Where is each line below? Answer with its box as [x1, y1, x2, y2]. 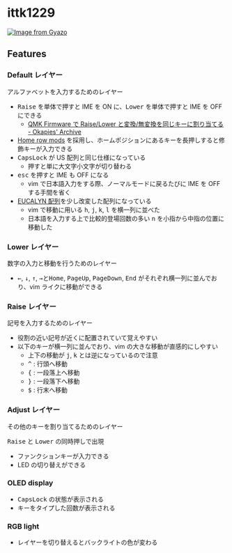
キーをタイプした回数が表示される [17, 504, 116, 512]
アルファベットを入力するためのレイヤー [7, 87, 123, 95]
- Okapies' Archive [27, 127, 82, 136]
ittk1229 [7, 5, 56, 21]
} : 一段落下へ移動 [27, 377, 80, 386]
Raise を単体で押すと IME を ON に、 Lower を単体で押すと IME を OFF [17, 102, 223, 111]
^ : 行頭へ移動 [27, 360, 68, 368]
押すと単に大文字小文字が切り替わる [27, 162, 132, 170]
